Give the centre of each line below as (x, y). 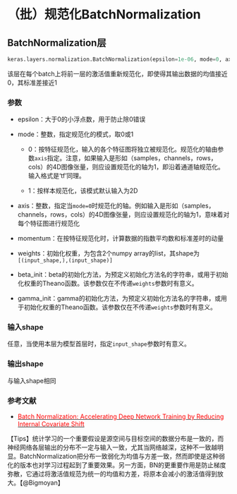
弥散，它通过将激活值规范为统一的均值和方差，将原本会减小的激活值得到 (112, 474)
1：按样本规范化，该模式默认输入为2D (83, 191)
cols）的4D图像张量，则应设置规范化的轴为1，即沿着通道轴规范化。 (126, 167)
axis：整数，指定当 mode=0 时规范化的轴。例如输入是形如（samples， (116, 206)
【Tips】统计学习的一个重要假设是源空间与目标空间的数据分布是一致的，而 (116, 439)
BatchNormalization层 (57, 43)
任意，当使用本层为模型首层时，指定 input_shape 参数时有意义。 (99, 344)
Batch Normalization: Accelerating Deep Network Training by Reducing (121, 416)
